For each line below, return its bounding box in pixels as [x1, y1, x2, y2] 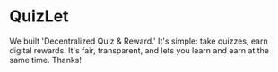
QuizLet [9, 6, 69, 27]
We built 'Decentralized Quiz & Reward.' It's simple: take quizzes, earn [9, 36, 268, 46]
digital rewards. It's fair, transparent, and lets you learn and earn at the [9, 44, 269, 55]
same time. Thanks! [9, 54, 83, 65]
